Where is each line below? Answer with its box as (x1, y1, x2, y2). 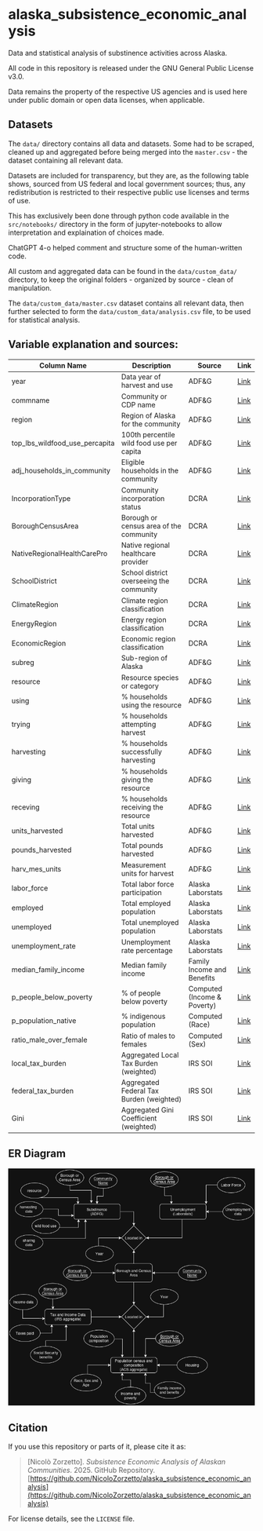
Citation (8, 1421, 49, 1434)
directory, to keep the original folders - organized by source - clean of (8, 275, 234, 284)
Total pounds (121, 841, 164, 850)
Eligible (121, 458, 145, 467)
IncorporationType (11, 493, 71, 503)
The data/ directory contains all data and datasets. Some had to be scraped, (8, 139, 254, 148)
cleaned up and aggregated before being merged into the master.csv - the (8, 147, 248, 156)
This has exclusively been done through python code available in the (8, 210, 229, 221)
